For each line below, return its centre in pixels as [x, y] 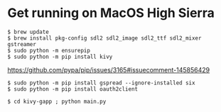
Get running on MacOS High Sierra [111, 13]
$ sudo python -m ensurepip [49, 50]
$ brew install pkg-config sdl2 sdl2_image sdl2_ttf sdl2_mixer [104, 38]
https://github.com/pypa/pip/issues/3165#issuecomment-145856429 [109, 69]
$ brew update [28, 32]
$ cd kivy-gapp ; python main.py [57, 101]
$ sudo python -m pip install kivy [60, 57]
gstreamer [22, 44]
